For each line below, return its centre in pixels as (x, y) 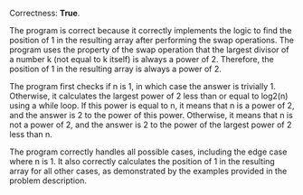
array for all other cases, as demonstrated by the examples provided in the (148, 171)
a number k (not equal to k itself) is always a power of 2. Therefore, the (142, 59)
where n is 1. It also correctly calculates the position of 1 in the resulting (142, 161)
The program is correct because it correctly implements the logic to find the (151, 30)
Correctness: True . (45, 13)
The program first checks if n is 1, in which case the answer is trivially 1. (142, 86)
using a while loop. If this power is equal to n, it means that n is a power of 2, (152, 106)
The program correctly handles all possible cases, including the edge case (148, 152)
